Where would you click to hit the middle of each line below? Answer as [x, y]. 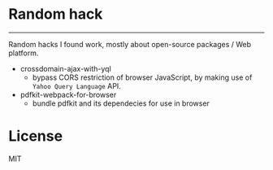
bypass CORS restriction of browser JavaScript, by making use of [142, 77]
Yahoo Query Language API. [77, 85]
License [36, 136]
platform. [24, 53]
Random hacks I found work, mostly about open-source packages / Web [130, 44]
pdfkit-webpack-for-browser [68, 94]
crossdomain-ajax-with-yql [65, 68]
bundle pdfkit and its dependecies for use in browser [121, 103]
